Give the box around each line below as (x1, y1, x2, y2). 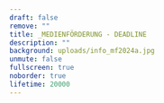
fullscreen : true (9, 64, 75, 73)
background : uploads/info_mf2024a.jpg (9, 47, 155, 56)
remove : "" (9, 21, 50, 30)
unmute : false (9, 55, 63, 64)
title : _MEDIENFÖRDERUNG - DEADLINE (9, 30, 147, 39)
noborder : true (9, 72, 67, 81)
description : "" (9, 38, 70, 47)
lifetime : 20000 (9, 80, 70, 89)
